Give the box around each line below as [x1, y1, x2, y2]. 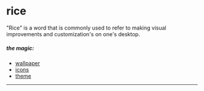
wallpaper [15, 59, 41, 67]
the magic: [6, 44, 35, 52]
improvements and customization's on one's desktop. [6, 30, 141, 37]
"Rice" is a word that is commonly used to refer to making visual [6, 24, 167, 31]
